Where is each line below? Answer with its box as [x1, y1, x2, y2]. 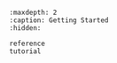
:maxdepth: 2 [9, 8, 58, 17]
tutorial [9, 47, 42, 56]
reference [9, 39, 46, 48]
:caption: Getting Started [9, 16, 109, 25]
